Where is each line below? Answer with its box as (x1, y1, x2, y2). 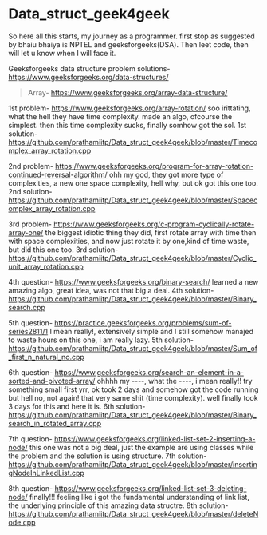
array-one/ (8, 227, 44, 237)
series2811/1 (8, 326, 49, 336)
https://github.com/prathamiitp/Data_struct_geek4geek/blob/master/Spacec (8, 195, 258, 205)
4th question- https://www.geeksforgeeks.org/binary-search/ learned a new (8, 277, 259, 286)
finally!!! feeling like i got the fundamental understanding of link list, (29, 492, 249, 501)
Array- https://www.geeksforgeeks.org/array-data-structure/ (27, 87, 228, 97)
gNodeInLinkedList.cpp (8, 468, 85, 477)
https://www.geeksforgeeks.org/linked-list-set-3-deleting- (54, 483, 247, 493)
